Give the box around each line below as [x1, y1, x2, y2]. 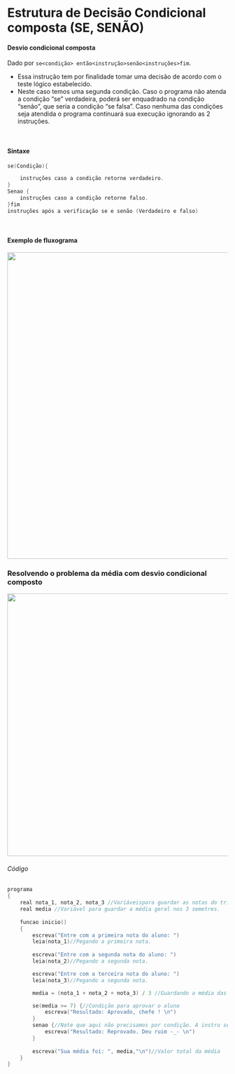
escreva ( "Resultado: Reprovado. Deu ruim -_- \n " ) [44, 1028, 196, 1035]
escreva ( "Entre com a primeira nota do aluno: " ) [32, 932, 180, 939]
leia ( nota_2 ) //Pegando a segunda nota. [32, 958, 149, 965]
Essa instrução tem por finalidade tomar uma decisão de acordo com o [17, 72, 222, 81]
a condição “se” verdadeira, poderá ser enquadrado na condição [17, 95, 205, 103]
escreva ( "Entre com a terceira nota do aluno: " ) [32, 970, 180, 977]
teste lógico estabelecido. [17, 80, 92, 88]
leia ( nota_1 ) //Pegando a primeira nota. [32, 938, 152, 945]
